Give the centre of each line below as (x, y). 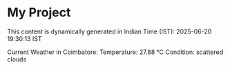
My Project (39, 13)
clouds (17, 59)
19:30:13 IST (25, 38)
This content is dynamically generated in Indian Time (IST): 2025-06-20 (109, 31)
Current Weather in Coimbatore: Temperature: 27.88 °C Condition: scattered (115, 52)
